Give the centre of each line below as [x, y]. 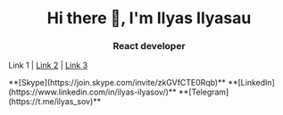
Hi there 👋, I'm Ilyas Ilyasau [149, 18]
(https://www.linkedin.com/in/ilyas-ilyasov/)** [92, 92]
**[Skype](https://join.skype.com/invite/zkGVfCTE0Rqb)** [117, 83]
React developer [149, 46]
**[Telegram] [204, 92]
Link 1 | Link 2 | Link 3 [48, 65]
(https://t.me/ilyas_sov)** [55, 102]
